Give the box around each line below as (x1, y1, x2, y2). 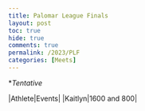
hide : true (8, 34, 45, 42)
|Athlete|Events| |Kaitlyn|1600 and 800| (8, 93, 138, 103)
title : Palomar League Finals (8, 11, 109, 20)
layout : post (8, 19, 52, 27)
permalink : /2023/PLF (8, 49, 80, 57)
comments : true (8, 42, 59, 50)
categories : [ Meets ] (8, 57, 77, 65)
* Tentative (8, 77, 43, 88)
